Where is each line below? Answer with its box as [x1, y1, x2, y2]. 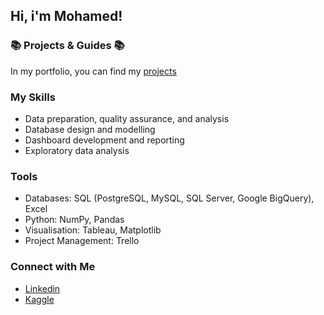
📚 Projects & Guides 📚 [10, 39, 125, 53]
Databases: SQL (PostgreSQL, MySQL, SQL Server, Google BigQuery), [24, 192, 315, 204]
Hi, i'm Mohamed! [10, 8, 123, 25]
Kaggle [24, 293, 55, 305]
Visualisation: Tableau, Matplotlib [24, 224, 162, 236]
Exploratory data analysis [24, 144, 130, 156]
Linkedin [24, 282, 61, 294]
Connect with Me [10, 260, 96, 274]
